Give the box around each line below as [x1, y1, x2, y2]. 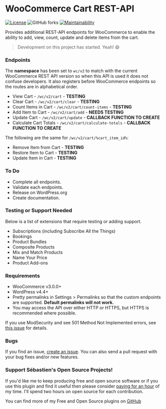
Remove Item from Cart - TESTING [12, 144, 84, 150]
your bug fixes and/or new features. [5, 354, 79, 360]
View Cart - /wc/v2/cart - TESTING [12, 93, 86, 100]
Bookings [12, 233, 32, 239]
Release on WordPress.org [12, 189, 67, 195]
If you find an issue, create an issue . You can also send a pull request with [5, 349, 158, 355]
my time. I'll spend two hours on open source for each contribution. [5, 388, 144, 394]
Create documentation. [12, 195, 60, 201]
